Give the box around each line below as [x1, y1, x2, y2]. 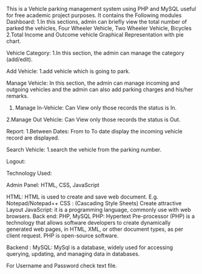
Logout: [6, 158, 26, 165]
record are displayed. [6, 134, 59, 141]
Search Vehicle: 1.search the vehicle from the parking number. [6, 146, 162, 153]
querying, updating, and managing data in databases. [6, 250, 140, 258]
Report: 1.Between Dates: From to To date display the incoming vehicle [6, 128, 183, 135]
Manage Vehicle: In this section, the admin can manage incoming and [6, 79, 180, 86]
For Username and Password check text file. [6, 262, 117, 269]
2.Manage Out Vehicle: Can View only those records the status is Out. [6, 116, 181, 123]
